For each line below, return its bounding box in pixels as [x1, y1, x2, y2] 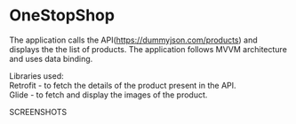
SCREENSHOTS [9, 106, 68, 117]
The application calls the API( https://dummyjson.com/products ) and [9, 35, 258, 45]
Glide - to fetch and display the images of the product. [9, 89, 208, 100]
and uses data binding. [9, 53, 93, 64]
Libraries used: [9, 70, 64, 81]
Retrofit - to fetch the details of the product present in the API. [9, 80, 237, 90]
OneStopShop [9, 5, 116, 26]
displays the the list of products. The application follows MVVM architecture [9, 43, 287, 54]
